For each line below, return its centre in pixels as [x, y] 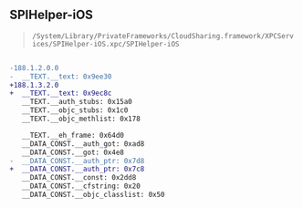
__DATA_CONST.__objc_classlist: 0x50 [94, 195]
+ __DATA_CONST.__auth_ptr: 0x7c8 [77, 169]
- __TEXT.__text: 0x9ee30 [61, 77]
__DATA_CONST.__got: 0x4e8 [73, 152]
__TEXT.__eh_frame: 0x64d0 [73, 135]
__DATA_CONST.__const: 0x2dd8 [79, 178]
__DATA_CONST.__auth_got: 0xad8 [83, 144]
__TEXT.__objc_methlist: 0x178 [81, 119]
